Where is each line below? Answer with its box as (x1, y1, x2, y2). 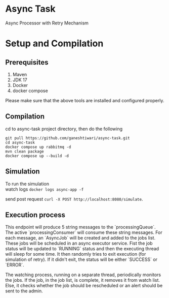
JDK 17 (12, 77, 27, 83)
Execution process (5, 211, 66, 219)
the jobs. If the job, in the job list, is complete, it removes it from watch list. (5, 277, 160, 283)
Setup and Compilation (5, 38, 104, 49)
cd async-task (5, 140, 35, 145)
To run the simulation (5, 181, 50, 187)
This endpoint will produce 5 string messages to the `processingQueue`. (5, 224, 156, 230)
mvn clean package (5, 148, 44, 154)
